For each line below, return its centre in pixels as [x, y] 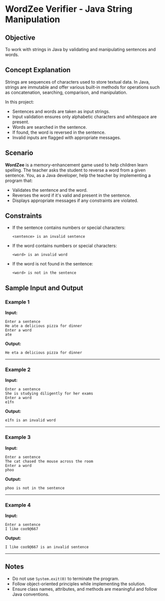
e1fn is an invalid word [30, 420]
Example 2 [18, 370]
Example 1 [17, 302]
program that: [19, 180]
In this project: [20, 102]
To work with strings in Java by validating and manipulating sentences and [81, 49]
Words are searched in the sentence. [50, 127]
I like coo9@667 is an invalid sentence [47, 547]
